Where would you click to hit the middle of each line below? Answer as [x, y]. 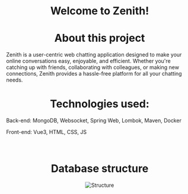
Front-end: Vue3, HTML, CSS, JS [47, 132]
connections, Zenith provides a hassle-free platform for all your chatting [94, 74]
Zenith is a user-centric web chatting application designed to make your [94, 55]
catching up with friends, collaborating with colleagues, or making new [93, 67]
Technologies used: [100, 104]
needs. [15, 80]
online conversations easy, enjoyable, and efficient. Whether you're [88, 61]
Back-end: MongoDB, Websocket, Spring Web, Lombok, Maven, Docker [94, 121]
